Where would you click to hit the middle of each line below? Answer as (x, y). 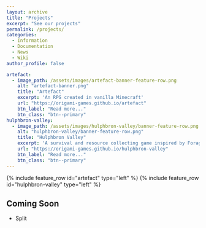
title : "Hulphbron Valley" (52, 138)
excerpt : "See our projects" (44, 23)
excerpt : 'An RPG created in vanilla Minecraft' (81, 98)
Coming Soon (33, 203)
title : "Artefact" (41, 92)
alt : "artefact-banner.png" (53, 86)
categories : (21, 35)
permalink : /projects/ (35, 29)
